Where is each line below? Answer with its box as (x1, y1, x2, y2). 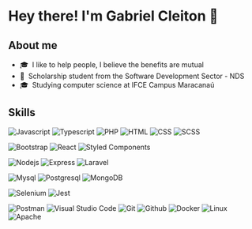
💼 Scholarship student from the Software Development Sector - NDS (19, 71, 245, 81)
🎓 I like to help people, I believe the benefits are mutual (19, 60, 204, 69)
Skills (8, 106, 36, 119)
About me (8, 39, 58, 52)
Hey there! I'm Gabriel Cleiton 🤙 (8, 7, 219, 25)
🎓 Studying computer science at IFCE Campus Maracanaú (19, 81, 215, 89)
